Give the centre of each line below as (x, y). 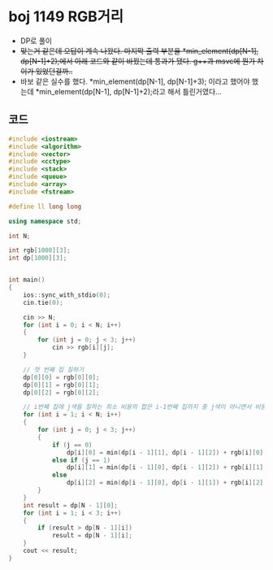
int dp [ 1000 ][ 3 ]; (38, 258)
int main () (27, 280)
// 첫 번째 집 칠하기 (54, 370)
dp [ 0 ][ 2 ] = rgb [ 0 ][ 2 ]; (61, 392)
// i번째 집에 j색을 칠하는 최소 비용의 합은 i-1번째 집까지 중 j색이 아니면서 (137, 407)
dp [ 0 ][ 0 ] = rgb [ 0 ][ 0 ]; (61, 377)
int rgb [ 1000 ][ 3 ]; (39, 250)
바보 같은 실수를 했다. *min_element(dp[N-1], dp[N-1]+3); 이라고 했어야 (135, 81)
